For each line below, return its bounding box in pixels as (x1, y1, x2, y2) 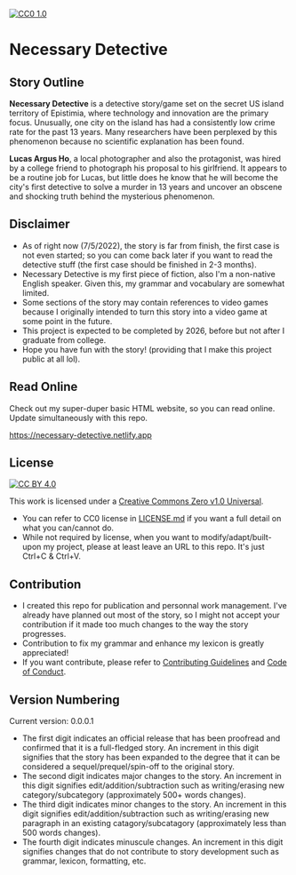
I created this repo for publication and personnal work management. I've (21, 601, 287, 611)
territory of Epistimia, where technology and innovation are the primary (9, 107, 269, 118)
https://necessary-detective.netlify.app (9, 429, 153, 440)
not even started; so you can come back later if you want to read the (21, 250, 274, 260)
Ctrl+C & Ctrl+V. (21, 551, 82, 561)
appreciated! (21, 648, 69, 658)
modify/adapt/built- (201, 532, 273, 543)
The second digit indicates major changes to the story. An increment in (21, 771, 282, 782)
